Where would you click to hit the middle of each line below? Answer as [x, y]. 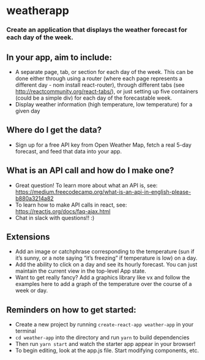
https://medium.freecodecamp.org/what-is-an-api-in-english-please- [103, 192]
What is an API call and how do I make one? [90, 171]
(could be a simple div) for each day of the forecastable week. [94, 98]
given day [28, 111]
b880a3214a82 [34, 198]
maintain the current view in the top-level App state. [81, 271]
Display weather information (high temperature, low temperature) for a [104, 104]
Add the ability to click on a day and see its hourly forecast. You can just [106, 265]
